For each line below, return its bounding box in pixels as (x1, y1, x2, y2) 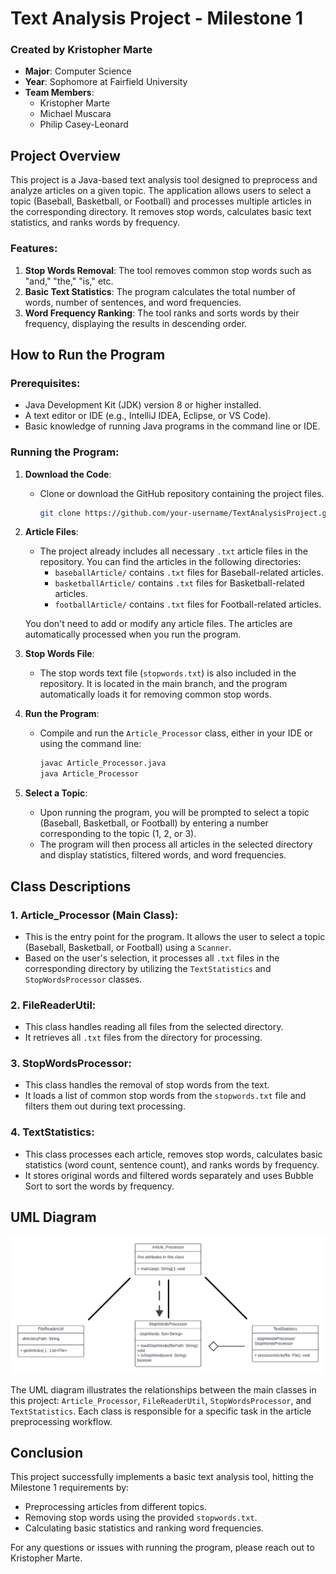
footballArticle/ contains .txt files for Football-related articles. (54, 598, 322, 611)
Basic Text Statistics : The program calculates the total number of (24, 285, 296, 297)
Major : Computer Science (24, 65, 132, 77)
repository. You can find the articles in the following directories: (39, 556, 302, 568)
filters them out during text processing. (24, 1100, 186, 1112)
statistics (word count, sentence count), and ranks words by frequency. (24, 1158, 320, 1171)
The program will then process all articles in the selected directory (39, 838, 313, 851)
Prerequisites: (10, 376, 81, 390)
